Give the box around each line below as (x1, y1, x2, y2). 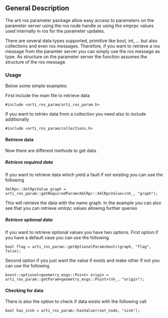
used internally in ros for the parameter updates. (5, 28, 105, 34)
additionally (5, 116, 29, 122)
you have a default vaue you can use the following (5, 235, 109, 241)
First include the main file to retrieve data (5, 93, 90, 99)
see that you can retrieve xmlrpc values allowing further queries (5, 205, 137, 211)
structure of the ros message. (5, 59, 67, 65)
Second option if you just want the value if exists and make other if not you (5, 257, 160, 263)
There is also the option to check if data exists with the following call (5, 298, 147, 304)
